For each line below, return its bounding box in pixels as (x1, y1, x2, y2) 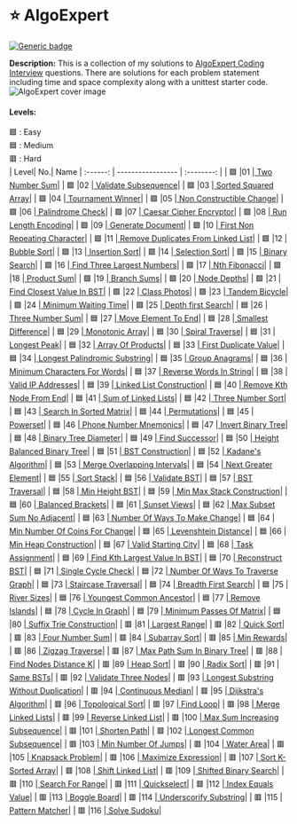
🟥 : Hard (9, 153, 42, 164)
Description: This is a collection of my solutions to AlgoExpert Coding (9, 58, 265, 68)
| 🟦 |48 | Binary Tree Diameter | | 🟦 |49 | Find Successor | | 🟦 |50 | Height (9, 433, 279, 443)
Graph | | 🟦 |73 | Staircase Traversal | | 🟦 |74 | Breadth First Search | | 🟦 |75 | (9, 579, 289, 590)
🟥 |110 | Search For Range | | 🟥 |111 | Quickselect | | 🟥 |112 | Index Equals (9, 779, 274, 789)
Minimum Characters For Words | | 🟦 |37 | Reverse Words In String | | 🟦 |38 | (9, 366, 288, 377)
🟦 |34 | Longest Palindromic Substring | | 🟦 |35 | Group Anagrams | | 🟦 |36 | (9, 353, 288, 364)
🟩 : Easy (9, 127, 42, 137)
